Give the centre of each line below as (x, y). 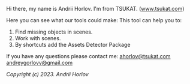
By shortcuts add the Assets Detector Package (73, 45)
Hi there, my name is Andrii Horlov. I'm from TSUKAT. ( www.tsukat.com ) (95, 9)
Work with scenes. (38, 38)
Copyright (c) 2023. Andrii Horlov (47, 74)
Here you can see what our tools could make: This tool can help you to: (94, 20)
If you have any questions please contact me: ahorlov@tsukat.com (88, 56)
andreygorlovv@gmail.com (40, 63)
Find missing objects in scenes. (54, 32)
